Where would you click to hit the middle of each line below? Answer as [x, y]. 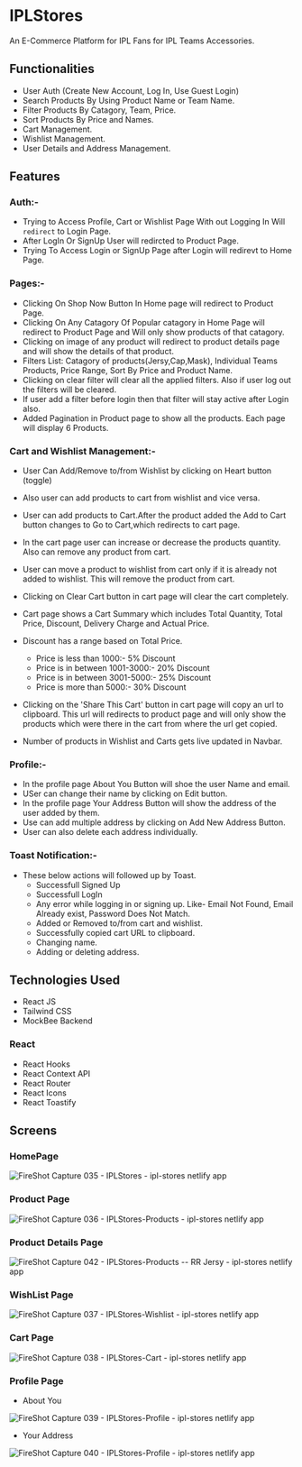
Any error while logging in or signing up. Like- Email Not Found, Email [165, 903]
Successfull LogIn [69, 894]
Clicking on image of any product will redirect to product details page [151, 341]
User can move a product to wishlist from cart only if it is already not [150, 570]
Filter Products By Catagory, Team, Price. [99, 110]
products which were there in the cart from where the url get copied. [150, 724]
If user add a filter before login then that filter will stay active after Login [156, 399]
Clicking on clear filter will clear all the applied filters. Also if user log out [156, 380]
